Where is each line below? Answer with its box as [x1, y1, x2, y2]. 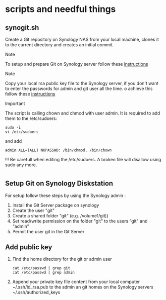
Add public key [5, 243, 53, 251]
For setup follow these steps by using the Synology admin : [5, 193, 126, 199]
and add [5, 138, 22, 144]
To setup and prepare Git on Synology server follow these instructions [5, 61, 149, 67]
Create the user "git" [12, 207, 55, 213]
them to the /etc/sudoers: [5, 115, 57, 121]
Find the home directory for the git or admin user [12, 256, 112, 262]
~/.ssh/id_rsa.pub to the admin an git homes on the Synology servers [12, 284, 154, 290]
